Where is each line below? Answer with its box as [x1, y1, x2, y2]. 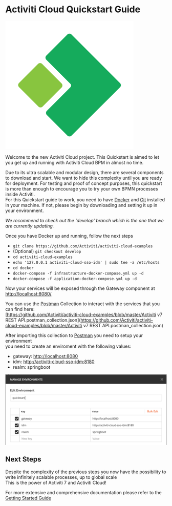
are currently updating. [5, 223, 54, 229]
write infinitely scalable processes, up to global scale [5, 474, 117, 480]
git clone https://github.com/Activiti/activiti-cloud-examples [12, 243, 153, 249]
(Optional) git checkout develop [12, 248, 81, 254]
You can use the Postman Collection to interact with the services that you [5, 301, 160, 307]
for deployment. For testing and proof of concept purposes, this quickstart [5, 180, 162, 186]
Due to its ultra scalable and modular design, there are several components [5, 169, 164, 175]
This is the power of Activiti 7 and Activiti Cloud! [5, 479, 106, 486]
